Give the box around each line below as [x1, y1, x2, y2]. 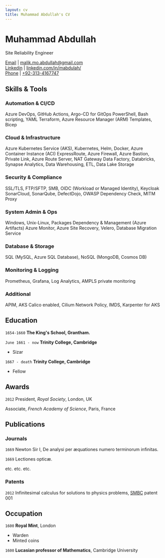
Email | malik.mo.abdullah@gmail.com [5, 59, 83, 65]
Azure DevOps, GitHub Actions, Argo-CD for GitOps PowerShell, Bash [5, 111, 149, 117]
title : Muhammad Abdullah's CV [5, 12, 70, 17]
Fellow [12, 368, 26, 374]
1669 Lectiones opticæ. [5, 456, 52, 462]
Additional [5, 290, 31, 297]
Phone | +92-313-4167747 [5, 70, 59, 76]
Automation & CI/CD [5, 99, 55, 106]
